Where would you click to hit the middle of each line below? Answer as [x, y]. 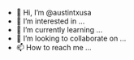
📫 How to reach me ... [54, 47]
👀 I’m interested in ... [50, 21]
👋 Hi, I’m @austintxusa [54, 13]
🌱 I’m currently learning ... [59, 30]
